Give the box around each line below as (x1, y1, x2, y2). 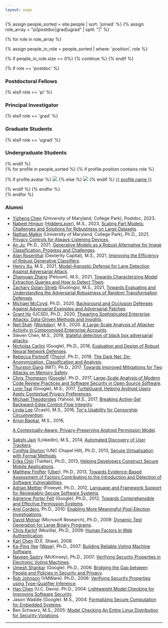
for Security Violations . (12, 612, 60, 618)
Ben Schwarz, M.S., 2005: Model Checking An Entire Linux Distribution (12, 607, 158, 613)
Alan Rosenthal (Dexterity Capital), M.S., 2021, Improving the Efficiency (12, 252, 159, 258)
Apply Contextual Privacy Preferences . (12, 391, 92, 397)
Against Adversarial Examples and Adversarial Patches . (12, 306, 127, 312)
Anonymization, (12, 359, 45, 365)
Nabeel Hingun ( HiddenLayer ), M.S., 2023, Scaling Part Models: (12, 221, 144, 227)
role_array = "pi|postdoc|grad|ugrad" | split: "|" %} (5, 26, 110, 33)
